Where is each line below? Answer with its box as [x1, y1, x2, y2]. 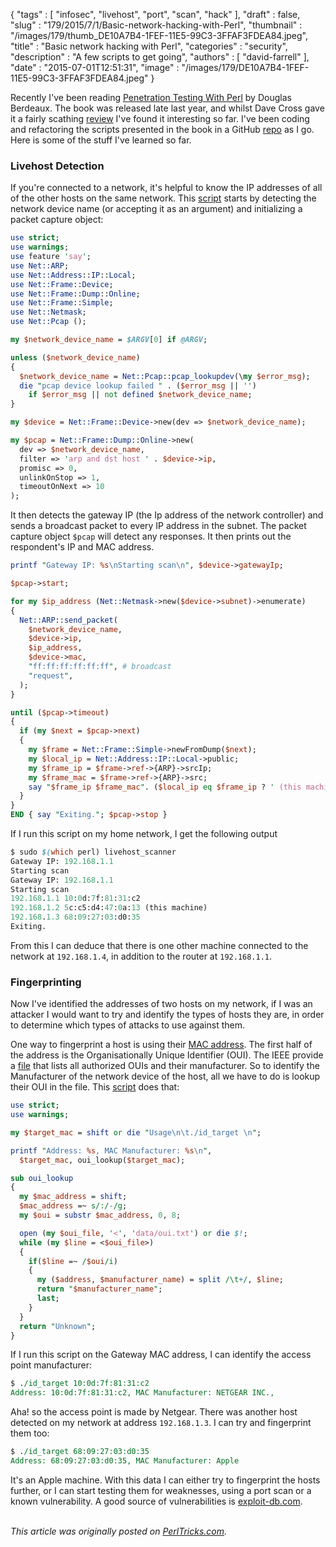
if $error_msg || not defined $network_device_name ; [28, 390, 253, 400]
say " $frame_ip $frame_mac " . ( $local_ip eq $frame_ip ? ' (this [28, 782, 302, 792]
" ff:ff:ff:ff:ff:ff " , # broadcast [28, 662, 172, 672]
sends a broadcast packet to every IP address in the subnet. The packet [10, 520, 307, 532]
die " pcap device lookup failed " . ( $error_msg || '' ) [19, 380, 257, 391]
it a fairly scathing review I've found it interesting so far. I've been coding [10, 113, 310, 124]
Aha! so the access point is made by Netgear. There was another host [10, 1406, 298, 1418]
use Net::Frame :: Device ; [10, 279, 114, 289]
